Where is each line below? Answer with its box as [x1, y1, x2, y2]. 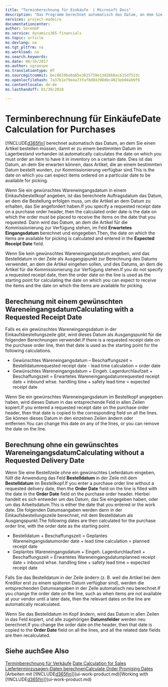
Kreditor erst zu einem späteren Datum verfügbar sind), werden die [5, 580, 144, 586]
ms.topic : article [5, 36, 44, 41]
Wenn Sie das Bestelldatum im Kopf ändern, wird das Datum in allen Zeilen [5, 611, 159, 617]
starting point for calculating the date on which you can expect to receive [5, 277, 156, 283]
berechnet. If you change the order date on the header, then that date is [5, 622, 152, 628]
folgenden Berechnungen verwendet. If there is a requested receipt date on [5, 337, 160, 343]
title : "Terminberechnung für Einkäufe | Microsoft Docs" [5, 7, 131, 13]
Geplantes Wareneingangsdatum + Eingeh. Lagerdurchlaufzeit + [12, 549, 145, 555]
